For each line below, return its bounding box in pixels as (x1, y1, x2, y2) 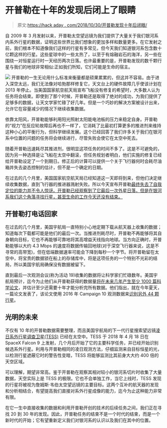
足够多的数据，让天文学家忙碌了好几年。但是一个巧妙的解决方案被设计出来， (5, 99, 162, 105)
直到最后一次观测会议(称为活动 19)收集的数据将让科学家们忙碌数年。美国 (5, 272, 154, 278)
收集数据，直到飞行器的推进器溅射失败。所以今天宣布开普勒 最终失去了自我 (9, 181, 162, 187)
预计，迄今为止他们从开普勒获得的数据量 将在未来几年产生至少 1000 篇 (13, 278, 158, 284)
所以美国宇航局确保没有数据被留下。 (13, 261, 88, 267)
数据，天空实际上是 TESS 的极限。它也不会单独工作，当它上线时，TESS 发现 (5, 375, 162, 381)
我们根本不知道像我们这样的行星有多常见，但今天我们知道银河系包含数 (13, 45, 158, 51)
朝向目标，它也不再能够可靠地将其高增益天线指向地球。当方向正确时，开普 (9, 236, 162, 242)
